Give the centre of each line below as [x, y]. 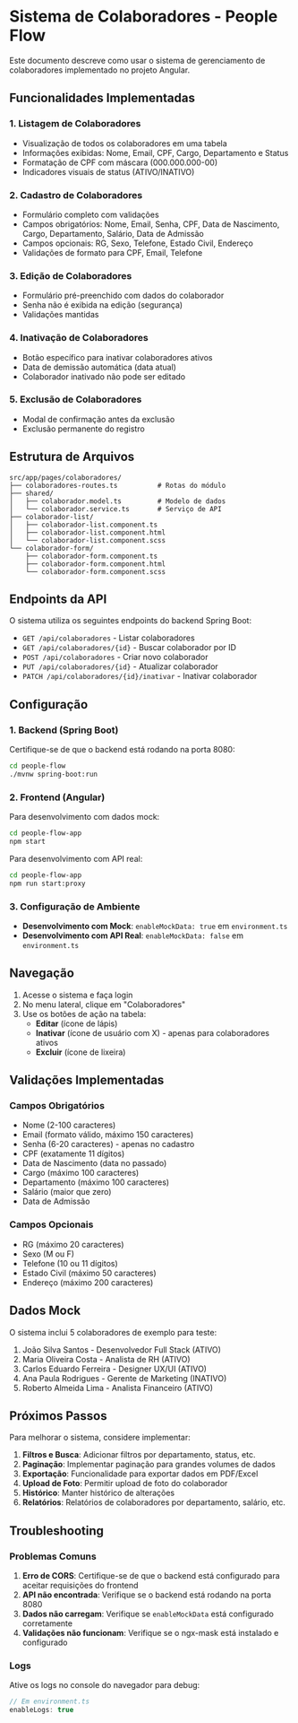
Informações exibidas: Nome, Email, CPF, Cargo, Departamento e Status [155, 152]
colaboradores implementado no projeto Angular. [100, 70]
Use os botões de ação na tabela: [84, 1014]
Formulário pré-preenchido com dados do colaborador [123, 296]
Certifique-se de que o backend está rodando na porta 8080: [122, 750]
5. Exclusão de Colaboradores [76, 399]
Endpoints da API [58, 600]
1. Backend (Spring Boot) [64, 730]
